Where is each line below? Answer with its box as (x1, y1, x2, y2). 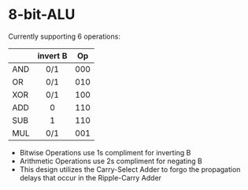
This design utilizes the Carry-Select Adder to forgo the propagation (19, 164, 241, 174)
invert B (37, 50, 68, 61)
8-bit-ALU (8, 6, 76, 24)
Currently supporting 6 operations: (8, 32, 120, 41)
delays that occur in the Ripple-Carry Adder (19, 173, 162, 182)
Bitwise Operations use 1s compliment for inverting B (19, 147, 191, 157)
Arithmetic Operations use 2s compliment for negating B (19, 156, 203, 166)
